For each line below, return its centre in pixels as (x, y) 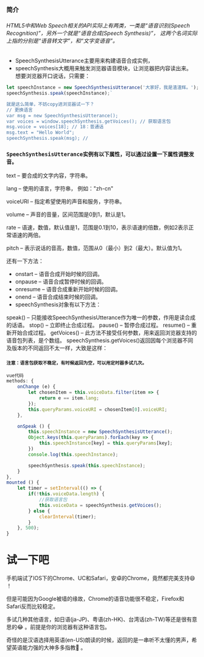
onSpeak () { (34, 426)
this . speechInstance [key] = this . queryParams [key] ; (106, 443)
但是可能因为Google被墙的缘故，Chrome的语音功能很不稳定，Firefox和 (95, 599)
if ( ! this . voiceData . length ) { (66, 494)
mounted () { (23, 483)
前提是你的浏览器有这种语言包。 (70, 627)
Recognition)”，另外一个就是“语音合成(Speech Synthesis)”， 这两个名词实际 (102, 33)
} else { (39, 511)
